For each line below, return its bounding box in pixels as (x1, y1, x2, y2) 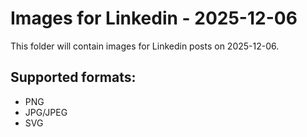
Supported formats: (10, 69, 137, 86)
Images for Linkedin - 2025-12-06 (10, 7, 298, 30)
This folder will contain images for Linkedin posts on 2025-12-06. (10, 40, 280, 52)
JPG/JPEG (24, 106, 68, 118)
